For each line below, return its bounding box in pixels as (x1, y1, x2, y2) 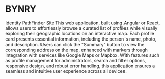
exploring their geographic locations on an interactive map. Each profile (5, 30, 154, 36)
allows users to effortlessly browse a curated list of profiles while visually (5, 25, 158, 31)
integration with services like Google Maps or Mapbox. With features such (5, 52, 160, 58)
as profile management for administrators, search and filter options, (5, 57, 146, 63)
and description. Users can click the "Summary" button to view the (5, 41, 145, 47)
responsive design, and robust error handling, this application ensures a (5, 63, 155, 69)
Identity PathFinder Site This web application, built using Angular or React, (5, 20, 160, 26)
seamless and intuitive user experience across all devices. (5, 68, 127, 74)
